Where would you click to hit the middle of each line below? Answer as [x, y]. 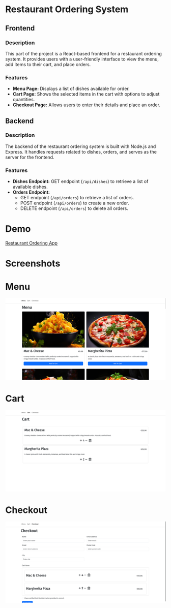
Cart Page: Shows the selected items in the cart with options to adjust [86, 94]
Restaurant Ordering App [31, 243]
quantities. [24, 100]
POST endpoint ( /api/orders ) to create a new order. [75, 203]
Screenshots [33, 264]
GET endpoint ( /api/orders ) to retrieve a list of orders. [77, 198]
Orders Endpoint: [31, 192]
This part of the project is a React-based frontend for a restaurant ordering [83, 53]
